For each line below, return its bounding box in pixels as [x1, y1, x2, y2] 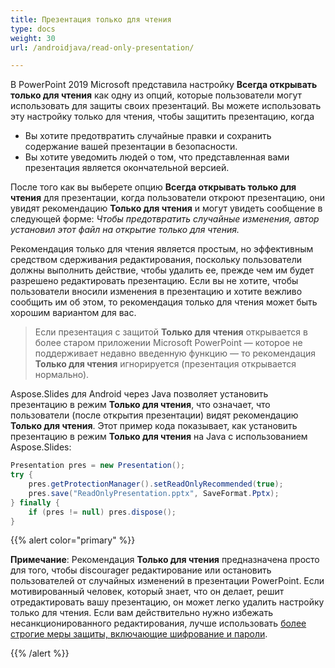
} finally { [10, 497, 60, 508]
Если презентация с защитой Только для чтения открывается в [34, 326, 308, 338]
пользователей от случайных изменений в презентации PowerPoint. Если [10, 575, 325, 587]
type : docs [10, 24, 56, 34]
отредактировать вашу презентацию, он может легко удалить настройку [10, 596, 325, 608]
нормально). [34, 369, 90, 381]
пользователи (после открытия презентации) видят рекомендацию [10, 409, 299, 421]
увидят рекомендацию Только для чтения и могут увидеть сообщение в [10, 202, 323, 215]
